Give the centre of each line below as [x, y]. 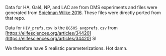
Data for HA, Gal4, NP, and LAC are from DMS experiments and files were [81, 7]
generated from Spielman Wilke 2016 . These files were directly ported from [83, 13]
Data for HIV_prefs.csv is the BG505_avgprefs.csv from [62, 28]
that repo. [15, 18]
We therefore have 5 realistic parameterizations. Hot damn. [66, 48]
